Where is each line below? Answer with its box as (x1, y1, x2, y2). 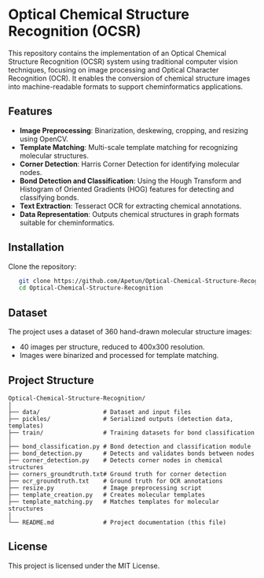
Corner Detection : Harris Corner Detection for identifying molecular (19, 159, 240, 169)
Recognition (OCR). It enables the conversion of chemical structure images (8, 73, 251, 83)
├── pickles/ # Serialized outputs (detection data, (8, 415, 234, 423)
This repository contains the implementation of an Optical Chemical (8, 48, 226, 58)
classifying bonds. (19, 192, 79, 202)
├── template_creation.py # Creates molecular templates (8, 490, 206, 498)
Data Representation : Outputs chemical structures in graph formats (19, 209, 240, 218)
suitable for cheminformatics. (19, 218, 115, 227)
